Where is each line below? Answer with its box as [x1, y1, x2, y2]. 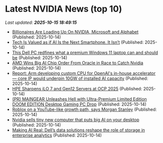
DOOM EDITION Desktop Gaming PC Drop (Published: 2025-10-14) [12, 101, 147, 107]
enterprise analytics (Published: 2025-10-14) [12, 132, 102, 138]
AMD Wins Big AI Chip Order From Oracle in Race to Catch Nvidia [12, 60, 144, 66]
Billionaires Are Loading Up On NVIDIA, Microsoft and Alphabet [12, 29, 139, 35]
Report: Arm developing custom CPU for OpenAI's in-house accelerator [12, 70, 156, 76]
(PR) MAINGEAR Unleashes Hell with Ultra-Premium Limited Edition [12, 96, 147, 102]
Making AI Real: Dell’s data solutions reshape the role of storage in [12, 127, 145, 133]
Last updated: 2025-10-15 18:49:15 [5, 19, 77, 25]
